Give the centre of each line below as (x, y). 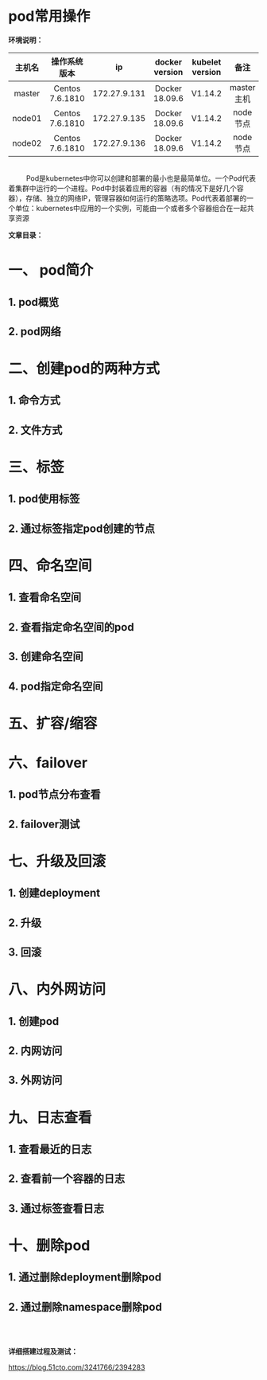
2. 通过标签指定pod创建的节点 (81, 528)
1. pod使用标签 (44, 499)
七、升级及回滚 (57, 861)
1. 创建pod (34, 1021)
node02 (27, 143)
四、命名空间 (50, 566)
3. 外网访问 (35, 1080)
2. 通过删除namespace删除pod (85, 1307)
